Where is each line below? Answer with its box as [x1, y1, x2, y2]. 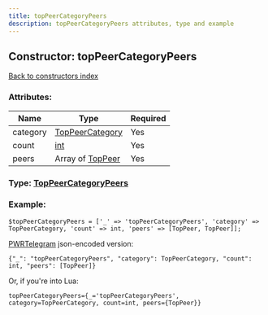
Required [130, 112, 166, 124]
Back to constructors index [8, 71, 99, 81]
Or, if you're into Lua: [8, 276, 79, 286]
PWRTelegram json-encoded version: [8, 238, 134, 248]
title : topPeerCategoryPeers [8, 11, 107, 20]
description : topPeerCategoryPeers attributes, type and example [8, 20, 234, 28]
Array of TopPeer [54, 152, 120, 164]
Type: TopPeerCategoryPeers [8, 177, 128, 188]
